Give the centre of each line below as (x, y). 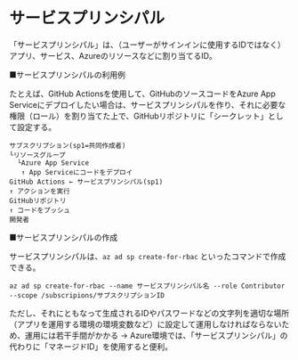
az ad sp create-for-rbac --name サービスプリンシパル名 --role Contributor (147, 286)
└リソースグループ (37, 155)
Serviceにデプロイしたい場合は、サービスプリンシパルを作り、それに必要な (148, 104)
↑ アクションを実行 (40, 191)
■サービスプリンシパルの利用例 (68, 74)
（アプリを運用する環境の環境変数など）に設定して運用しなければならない (145, 324)
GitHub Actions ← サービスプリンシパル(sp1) (86, 182)
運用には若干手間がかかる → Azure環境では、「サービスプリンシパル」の (156, 335)
